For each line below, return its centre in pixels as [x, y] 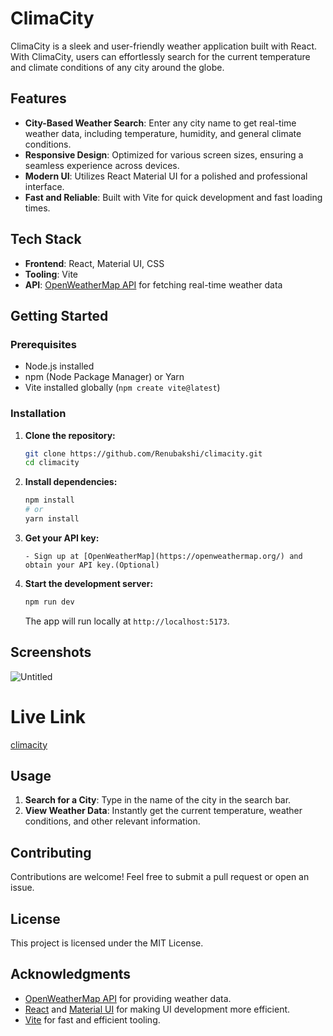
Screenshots [51, 652]
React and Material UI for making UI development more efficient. [157, 1009]
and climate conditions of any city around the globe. [117, 67]
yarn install [52, 519]
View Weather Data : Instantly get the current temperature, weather [163, 811]
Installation [38, 414]
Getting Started [59, 315]
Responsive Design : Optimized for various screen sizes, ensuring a [164, 154]
